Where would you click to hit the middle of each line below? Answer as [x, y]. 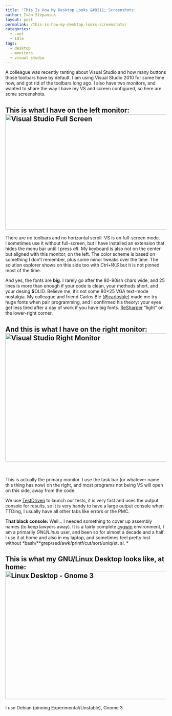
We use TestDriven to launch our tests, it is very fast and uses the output [82, 500]
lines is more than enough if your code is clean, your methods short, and [82, 286]
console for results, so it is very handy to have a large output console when [84, 506]
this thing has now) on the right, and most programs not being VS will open [84, 485]
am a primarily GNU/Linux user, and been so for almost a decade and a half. [85, 532]
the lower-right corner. [29, 313]
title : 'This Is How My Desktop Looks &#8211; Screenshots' [71, 10]
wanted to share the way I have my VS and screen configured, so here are [83, 89]
